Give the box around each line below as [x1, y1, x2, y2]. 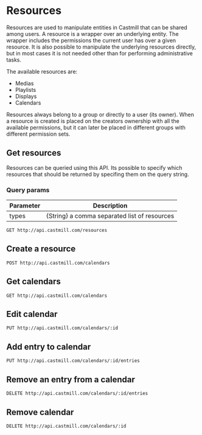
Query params [6, 186, 50, 194]
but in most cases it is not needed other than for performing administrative [6, 49, 193, 57]
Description [92, 201, 128, 210]
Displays [15, 92, 37, 100]
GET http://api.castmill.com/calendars [6, 293, 108, 299]
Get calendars [6, 276, 61, 287]
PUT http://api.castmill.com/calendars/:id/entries [6, 358, 140, 364]
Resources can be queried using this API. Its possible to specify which [6, 164, 183, 171]
